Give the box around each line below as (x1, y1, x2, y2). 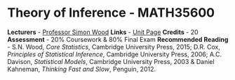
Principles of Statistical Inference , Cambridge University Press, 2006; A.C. (7, 50, 222, 58)
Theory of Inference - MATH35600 (7, 5, 215, 21)
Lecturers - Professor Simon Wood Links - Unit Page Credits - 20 (7, 28, 199, 36)
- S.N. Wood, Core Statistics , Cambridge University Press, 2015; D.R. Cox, (7, 42, 221, 51)
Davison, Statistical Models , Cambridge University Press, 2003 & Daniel (7, 57, 215, 65)
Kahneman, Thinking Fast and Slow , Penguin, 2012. (7, 65, 156, 73)
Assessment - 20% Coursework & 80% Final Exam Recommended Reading (7, 35, 229, 43)
